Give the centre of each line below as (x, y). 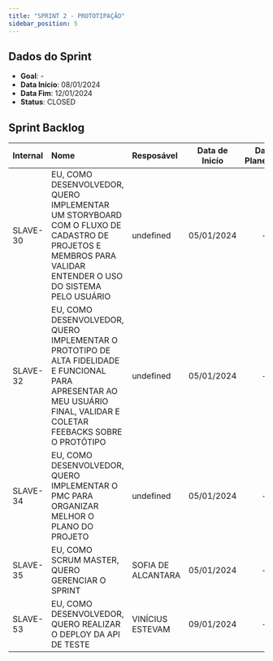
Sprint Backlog (47, 127)
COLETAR (70, 422)
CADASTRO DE (80, 235)
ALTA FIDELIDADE (86, 361)
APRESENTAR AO (84, 392)
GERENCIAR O (79, 580)
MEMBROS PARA (84, 256)
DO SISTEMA (76, 287)
